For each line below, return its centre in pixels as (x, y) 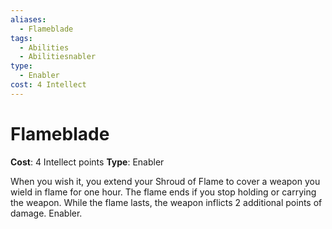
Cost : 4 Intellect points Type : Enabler (87, 162)
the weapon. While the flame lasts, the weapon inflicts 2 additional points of (166, 202)
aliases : (28, 19)
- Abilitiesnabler (58, 57)
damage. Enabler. (46, 213)
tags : (21, 38)
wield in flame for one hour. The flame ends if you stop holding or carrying (163, 192)
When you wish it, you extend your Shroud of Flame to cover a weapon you (165, 181)
